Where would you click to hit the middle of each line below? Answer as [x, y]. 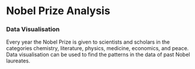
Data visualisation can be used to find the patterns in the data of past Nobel [98, 55]
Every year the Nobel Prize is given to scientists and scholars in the [88, 42]
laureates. [18, 61]
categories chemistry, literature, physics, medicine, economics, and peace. [97, 48]
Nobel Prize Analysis [58, 11]
